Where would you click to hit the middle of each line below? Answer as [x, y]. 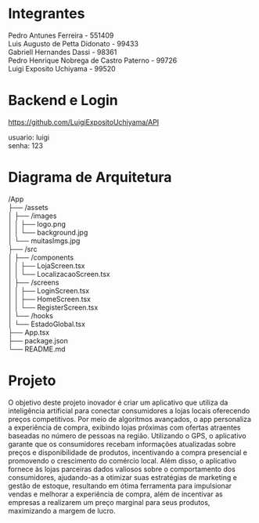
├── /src [23, 249]
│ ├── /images [32, 216]
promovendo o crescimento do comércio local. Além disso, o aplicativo [122, 460]
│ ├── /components [41, 257]
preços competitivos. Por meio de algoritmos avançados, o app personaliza [130, 419]
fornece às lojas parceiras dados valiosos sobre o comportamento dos [122, 469]
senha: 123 [25, 145]
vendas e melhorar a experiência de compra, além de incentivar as [115, 494]
